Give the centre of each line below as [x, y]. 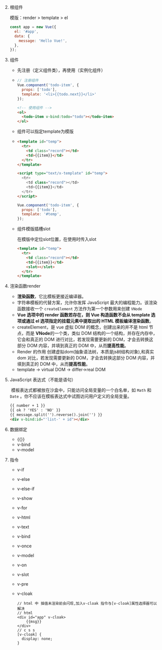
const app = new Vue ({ [33, 27]
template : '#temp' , [41, 214]
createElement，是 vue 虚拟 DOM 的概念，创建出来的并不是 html [82, 327]
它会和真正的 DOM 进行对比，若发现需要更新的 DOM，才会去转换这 [85, 340]
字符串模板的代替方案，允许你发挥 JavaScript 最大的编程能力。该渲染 [87, 303]
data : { [22, 36]
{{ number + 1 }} [27, 406]
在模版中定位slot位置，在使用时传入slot [57, 239]
